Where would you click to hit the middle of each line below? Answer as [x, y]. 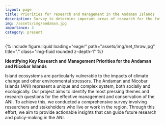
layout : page [18, 10]
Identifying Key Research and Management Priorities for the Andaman [78, 61]
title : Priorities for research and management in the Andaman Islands [80, 14]
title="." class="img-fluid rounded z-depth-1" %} [54, 51]
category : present [24, 32]
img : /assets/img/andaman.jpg [36, 23]
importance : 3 [20, 28]
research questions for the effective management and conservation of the [80, 97]
